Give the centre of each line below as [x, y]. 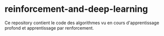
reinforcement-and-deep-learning [76, 9]
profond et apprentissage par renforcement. [49, 28]
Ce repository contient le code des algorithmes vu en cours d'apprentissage [82, 23]
